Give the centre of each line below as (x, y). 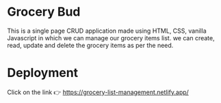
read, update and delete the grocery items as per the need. (90, 45)
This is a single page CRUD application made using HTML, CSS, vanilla (107, 31)
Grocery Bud (44, 12)
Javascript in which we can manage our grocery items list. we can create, (111, 38)
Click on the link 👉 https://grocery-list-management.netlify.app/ (98, 92)
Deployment (43, 73)
